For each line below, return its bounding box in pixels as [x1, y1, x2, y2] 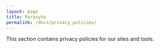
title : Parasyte [6, 14, 46, 20]
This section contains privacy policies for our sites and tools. [6, 36, 155, 43]
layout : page [6, 8, 39, 15]
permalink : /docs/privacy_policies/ [6, 19, 97, 25]
